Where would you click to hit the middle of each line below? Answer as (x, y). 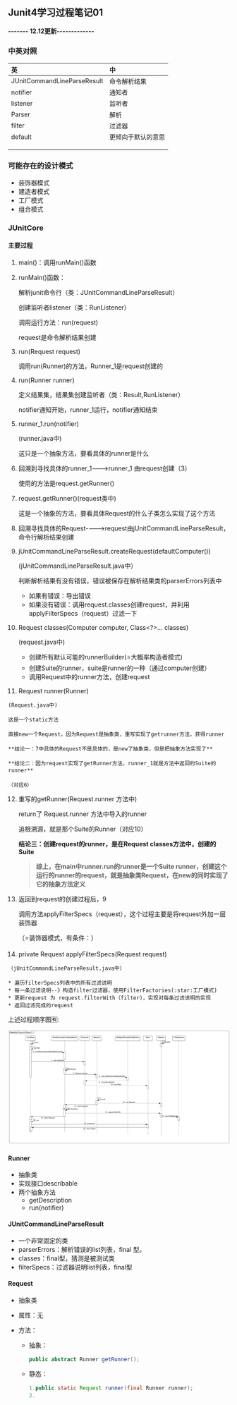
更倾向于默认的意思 (137, 137)
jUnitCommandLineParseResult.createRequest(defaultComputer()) (114, 551)
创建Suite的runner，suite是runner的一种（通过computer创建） (120, 668)
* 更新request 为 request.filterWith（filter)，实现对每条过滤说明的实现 (109, 998)
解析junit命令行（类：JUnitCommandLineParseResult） (98, 292)
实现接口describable (48, 1184)
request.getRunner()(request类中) (67, 498)
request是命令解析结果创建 (57, 337)
